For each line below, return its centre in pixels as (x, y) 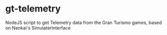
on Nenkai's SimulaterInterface (38, 27)
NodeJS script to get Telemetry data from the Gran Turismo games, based (84, 22)
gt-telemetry (33, 9)
